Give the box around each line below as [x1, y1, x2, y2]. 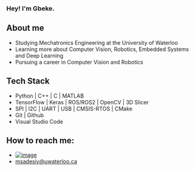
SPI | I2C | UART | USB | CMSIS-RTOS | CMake [15, 105, 132, 112]
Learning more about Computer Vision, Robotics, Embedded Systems [15, 45, 190, 53]
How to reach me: [6, 135, 75, 146]
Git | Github [15, 111, 44, 119]
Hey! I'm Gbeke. [6, 4, 55, 13]
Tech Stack [6, 76, 50, 86]
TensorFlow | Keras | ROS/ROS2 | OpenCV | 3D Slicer [15, 98, 149, 106]
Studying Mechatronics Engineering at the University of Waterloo [15, 39, 178, 46]
